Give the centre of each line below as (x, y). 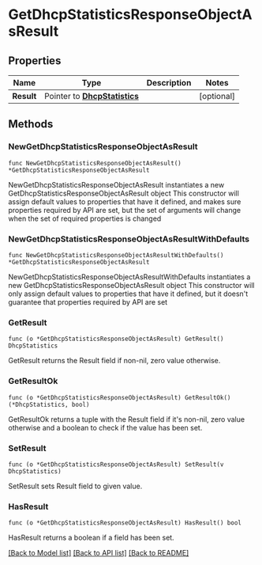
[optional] (217, 96)
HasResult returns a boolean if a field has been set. (92, 538)
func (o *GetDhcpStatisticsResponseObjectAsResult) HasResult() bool (125, 523)
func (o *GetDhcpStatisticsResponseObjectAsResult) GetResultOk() (120, 397)
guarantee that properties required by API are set (88, 301)
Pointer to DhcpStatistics (92, 96)
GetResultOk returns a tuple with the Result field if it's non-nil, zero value (127, 419)
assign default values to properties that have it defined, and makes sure (125, 201)
